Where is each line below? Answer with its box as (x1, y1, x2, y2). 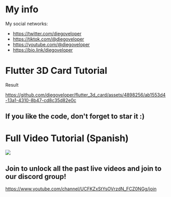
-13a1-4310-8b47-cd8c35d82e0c (5, 97, 77, 103)
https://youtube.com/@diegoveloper (12, 41, 90, 47)
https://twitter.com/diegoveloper (12, 30, 82, 36)
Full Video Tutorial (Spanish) (5, 132, 129, 144)
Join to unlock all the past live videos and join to (5, 164, 162, 173)
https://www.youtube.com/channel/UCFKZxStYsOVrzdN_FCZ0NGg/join (5, 186, 157, 192)
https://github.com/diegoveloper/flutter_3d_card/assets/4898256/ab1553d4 (5, 91, 166, 98)
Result (5, 82, 19, 88)
